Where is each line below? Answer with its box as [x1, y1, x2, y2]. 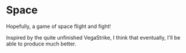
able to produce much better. [6, 40, 76, 47]
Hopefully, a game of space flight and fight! [6, 23, 111, 30]
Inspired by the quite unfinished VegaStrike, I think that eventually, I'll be [6, 34, 181, 41]
